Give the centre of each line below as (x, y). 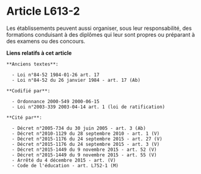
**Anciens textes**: (33, 64)
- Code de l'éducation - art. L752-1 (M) (65, 165)
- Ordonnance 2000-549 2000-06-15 (56, 101)
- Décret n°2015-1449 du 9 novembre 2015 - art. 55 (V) (84, 155)
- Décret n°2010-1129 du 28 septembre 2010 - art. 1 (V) (86, 133)
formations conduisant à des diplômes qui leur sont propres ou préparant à (101, 34)
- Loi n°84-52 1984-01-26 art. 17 (56, 74)
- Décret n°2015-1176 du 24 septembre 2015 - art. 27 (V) (87, 139)
